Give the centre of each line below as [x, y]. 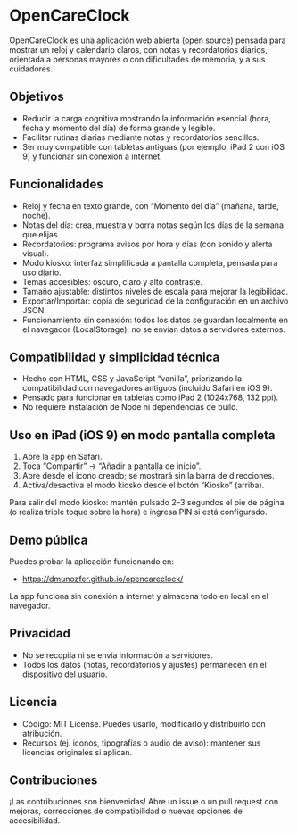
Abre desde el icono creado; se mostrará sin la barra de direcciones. [148, 476]
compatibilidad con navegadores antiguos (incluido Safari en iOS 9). [147, 388]
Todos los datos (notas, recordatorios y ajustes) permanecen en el [144, 664]
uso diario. [41, 272]
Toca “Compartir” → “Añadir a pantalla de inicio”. [111, 466]
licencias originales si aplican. [77, 752]
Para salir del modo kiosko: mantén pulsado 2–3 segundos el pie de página [147, 503]
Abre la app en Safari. [62, 457]
